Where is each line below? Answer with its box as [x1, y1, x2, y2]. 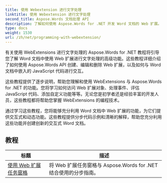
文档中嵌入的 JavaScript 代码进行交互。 [5, 68, 86, 74]
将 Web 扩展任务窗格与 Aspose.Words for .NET [49, 162, 158, 169]
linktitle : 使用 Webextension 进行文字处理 [5, 12, 91, 17]
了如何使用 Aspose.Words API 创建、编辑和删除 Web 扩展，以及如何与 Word [5, 62, 161, 68]
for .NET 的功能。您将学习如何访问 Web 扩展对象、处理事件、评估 [5, 85, 140, 91]
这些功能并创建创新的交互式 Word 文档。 [5, 120, 88, 126]
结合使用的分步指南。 [49, 169, 99, 176]
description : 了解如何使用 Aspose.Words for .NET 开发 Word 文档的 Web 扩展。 [5, 21, 162, 26]
